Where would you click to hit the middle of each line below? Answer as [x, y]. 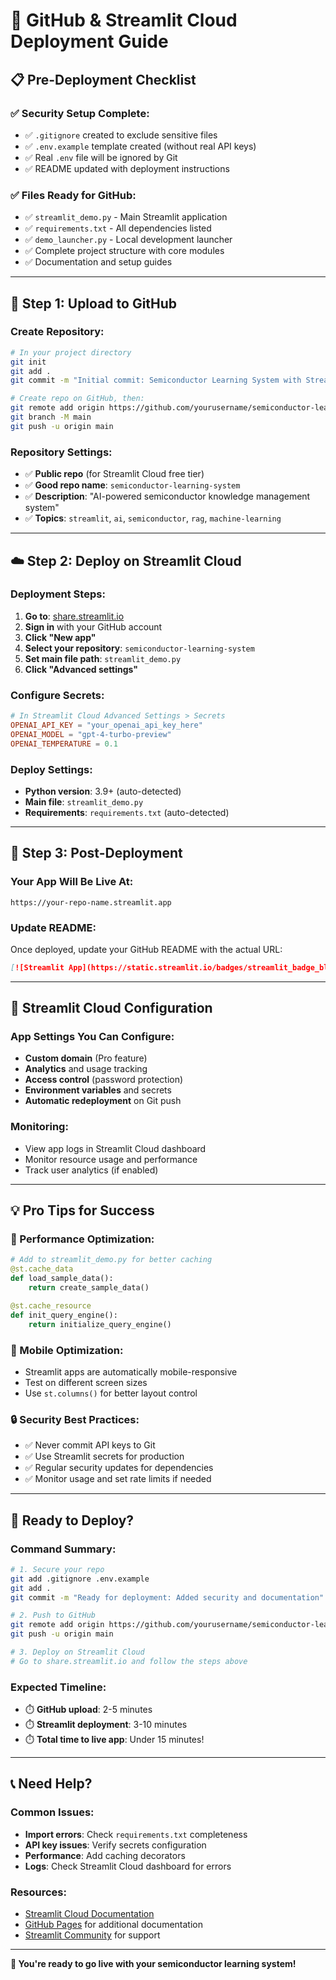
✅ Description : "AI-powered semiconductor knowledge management [167, 496]
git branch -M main [51, 417]
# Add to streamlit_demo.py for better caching [111, 1260]
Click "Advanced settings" [81, 669]
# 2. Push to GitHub [53, 1615]
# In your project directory [71, 352]
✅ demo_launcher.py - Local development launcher [128, 240]
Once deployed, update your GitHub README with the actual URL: [146, 949]
